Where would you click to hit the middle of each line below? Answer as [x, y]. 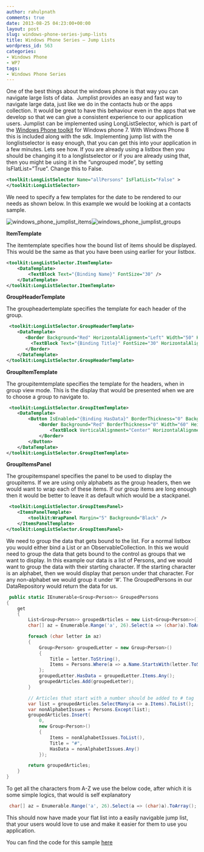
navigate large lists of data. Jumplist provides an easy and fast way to [94, 98]
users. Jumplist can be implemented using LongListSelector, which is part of [102, 124]
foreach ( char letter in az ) [65, 636]
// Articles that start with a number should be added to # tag [111, 698]
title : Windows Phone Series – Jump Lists [61, 40]
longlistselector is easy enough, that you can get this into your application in [101, 143]
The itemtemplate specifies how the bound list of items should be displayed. [102, 245]
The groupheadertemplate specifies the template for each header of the [96, 309]
